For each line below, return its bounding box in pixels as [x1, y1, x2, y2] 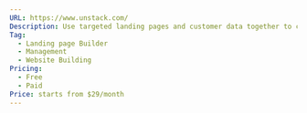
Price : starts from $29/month [9, 89, 125, 98]
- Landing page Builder [17, 38, 108, 48]
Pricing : [9, 65, 43, 74]
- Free [17, 73, 43, 82]
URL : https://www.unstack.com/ [9, 13, 129, 23]
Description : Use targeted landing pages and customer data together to [9, 22, 292, 31]
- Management [17, 47, 68, 56]
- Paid [17, 81, 43, 90]
